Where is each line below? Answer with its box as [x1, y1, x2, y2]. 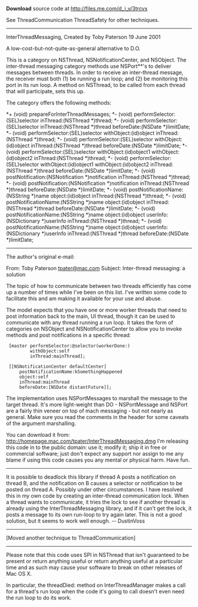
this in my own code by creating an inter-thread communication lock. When [6, 492, 189, 499]
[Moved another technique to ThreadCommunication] [6, 534, 136, 541]
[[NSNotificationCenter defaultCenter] [8, 363, 107, 369]
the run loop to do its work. [6, 594, 72, 601]
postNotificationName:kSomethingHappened [19, 369, 123, 375]
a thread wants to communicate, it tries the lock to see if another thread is [6, 499, 186, 505]
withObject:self [29, 348, 70, 354]
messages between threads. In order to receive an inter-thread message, [6, 69, 184, 76]
